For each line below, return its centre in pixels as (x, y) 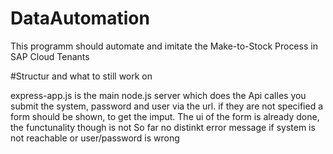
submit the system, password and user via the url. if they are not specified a (167, 106)
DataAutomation (80, 18)
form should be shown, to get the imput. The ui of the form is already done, (165, 116)
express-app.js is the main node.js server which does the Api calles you (158, 95)
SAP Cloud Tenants (50, 56)
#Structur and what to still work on (81, 76)
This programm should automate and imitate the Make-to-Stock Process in (164, 46)
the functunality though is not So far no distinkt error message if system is (163, 127)
